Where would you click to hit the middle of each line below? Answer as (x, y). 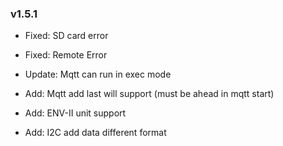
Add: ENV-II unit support (75, 113)
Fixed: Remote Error (66, 55)
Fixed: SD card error (66, 36)
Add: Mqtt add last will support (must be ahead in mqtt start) (149, 94)
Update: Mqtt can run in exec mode (98, 74)
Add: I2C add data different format (95, 133)
